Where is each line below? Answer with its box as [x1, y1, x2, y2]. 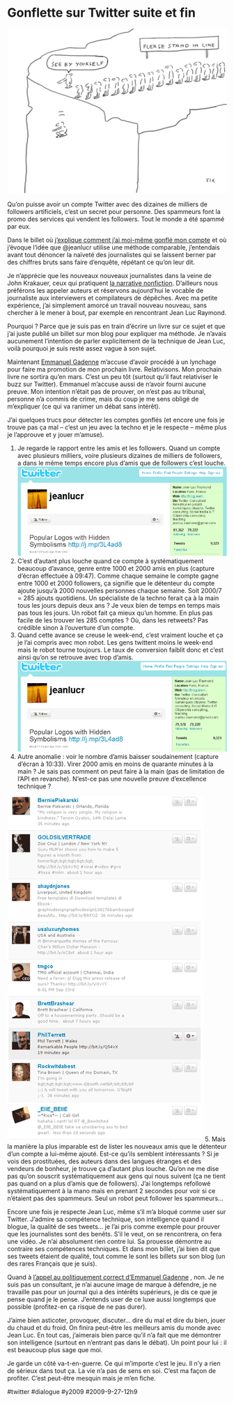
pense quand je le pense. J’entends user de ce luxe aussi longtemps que [7, 1295, 217, 1304]
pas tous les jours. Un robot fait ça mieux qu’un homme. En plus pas [17, 608, 213, 618]
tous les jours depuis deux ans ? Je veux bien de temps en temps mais [17, 601, 221, 610]
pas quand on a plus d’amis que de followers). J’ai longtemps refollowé [7, 1179, 211, 1188]
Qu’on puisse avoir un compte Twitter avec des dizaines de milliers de [7, 200, 208, 208]
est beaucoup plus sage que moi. [7, 1346, 103, 1354]
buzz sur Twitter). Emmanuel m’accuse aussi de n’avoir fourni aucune [7, 380, 207, 388]
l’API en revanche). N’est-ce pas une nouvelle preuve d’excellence [17, 775, 207, 783]
